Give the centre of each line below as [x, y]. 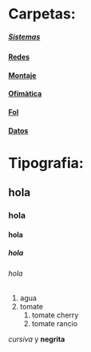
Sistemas [24, 36]
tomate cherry [55, 315]
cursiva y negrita [37, 339]
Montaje [22, 75]
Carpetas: [42, 14]
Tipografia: [46, 163]
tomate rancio [55, 324]
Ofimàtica [25, 94]
